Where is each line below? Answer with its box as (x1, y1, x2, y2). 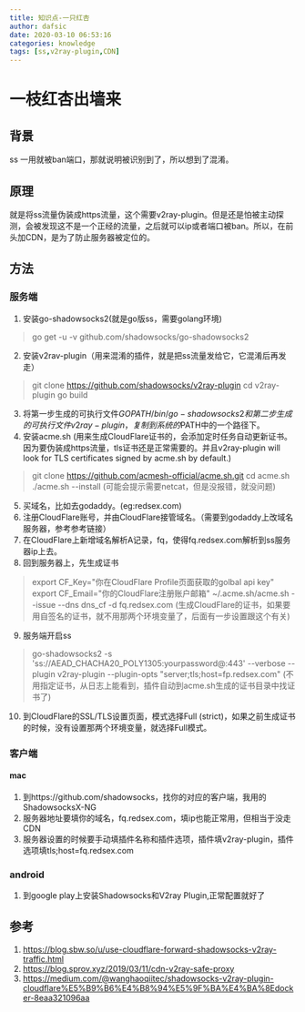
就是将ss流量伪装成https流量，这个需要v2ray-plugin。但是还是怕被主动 (9, 208, 276, 219)
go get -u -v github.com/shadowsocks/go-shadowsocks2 (31, 331, 249, 342)
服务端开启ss (22, 630, 72, 641)
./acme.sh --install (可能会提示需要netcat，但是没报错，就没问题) (31, 481, 276, 491)
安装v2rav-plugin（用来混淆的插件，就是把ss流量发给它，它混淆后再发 (22, 349, 287, 360)
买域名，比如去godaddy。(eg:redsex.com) (22, 500, 182, 511)
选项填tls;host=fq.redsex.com (22, 845, 135, 855)
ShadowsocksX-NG (22, 802, 97, 813)
